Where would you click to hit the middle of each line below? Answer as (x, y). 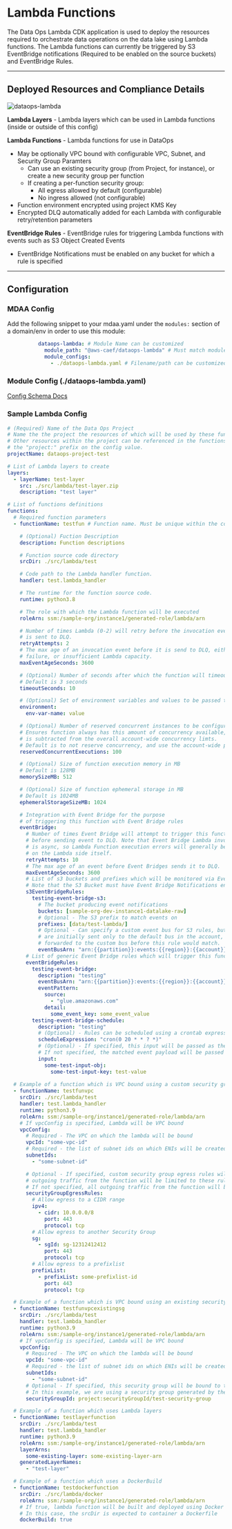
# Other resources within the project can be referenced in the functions (117, 441)
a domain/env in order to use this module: (66, 331)
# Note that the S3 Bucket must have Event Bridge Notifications (121, 886)
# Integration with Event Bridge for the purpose (93, 815)
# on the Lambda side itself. (69, 853)
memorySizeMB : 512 (46, 777)
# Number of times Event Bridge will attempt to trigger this (117, 834)
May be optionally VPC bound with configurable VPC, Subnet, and (111, 153)
